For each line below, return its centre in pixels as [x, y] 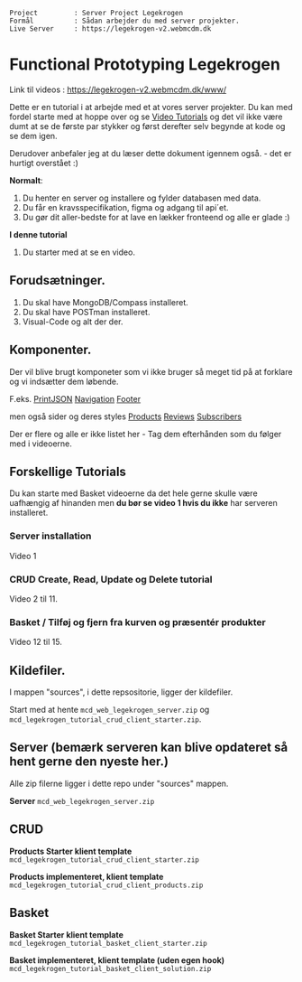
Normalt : [26, 180]
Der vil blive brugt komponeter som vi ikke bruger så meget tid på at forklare [151, 371]
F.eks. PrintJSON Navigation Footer [75, 398]
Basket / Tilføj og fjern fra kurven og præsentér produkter [137, 622]
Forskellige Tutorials [68, 471]
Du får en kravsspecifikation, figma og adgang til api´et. [125, 207]
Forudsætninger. [57, 281]
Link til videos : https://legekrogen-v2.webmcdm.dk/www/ [118, 89]
